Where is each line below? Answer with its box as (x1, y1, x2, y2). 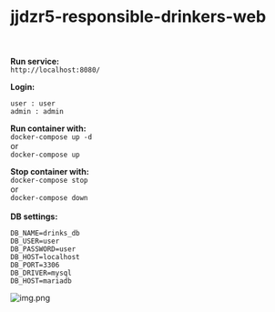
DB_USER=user (10, 237, 60, 246)
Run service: (10, 55, 60, 66)
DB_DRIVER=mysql (10, 268, 72, 277)
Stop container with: (10, 166, 89, 176)
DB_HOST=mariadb (10, 276, 72, 286)
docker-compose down (10, 193, 89, 202)
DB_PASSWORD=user (10, 244, 76, 254)
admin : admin (10, 106, 65, 116)
